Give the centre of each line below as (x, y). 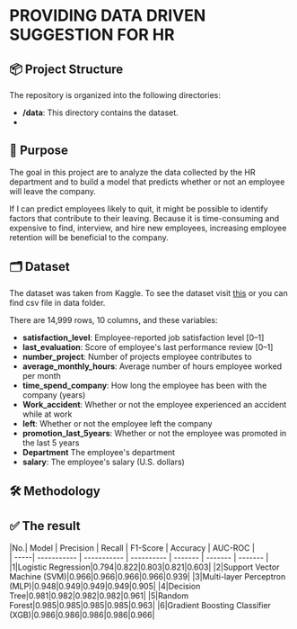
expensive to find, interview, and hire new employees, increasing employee (148, 228)
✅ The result (45, 526)
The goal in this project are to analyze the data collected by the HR (132, 172)
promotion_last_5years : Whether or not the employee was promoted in (154, 433)
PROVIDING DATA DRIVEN (108, 16)
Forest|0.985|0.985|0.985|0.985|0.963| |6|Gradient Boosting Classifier (140, 605)
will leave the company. (53, 191)
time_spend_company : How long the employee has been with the (144, 385)
